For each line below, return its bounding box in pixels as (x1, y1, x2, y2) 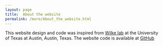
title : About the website (5, 12, 61, 17)
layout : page (5, 7, 32, 12)
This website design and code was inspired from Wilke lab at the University (5, 30, 159, 36)
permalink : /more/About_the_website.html (5, 16, 92, 21)
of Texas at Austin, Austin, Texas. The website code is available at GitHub (5, 35, 155, 41)
